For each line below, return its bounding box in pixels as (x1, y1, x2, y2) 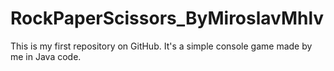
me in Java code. (10, 50, 82, 62)
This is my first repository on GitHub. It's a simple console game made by (10, 40, 313, 52)
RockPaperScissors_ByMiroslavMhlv (10, 7, 325, 30)
